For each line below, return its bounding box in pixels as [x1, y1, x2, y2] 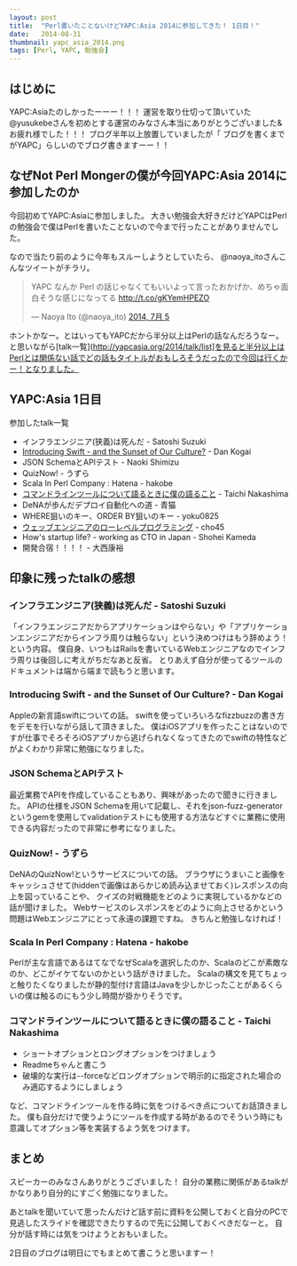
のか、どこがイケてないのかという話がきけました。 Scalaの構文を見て [9, 968, 264, 979]
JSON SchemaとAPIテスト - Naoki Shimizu [21, 457, 180, 467]
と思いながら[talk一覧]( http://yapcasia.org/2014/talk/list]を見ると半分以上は [9, 341, 285, 352]
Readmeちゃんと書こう [21, 1059, 107, 1070]
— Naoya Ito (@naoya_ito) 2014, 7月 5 [30, 311, 170, 322]
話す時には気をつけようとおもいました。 [24, 1228, 173, 1239]
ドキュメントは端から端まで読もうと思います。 [9, 665, 180, 676]
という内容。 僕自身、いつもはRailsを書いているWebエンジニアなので [9, 643, 263, 654]
